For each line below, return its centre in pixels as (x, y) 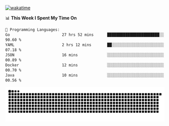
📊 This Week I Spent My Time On (41, 18)
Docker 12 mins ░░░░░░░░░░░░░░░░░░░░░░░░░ (85, 65)
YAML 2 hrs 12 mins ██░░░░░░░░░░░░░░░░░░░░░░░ (85, 45)
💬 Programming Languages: (32, 30)
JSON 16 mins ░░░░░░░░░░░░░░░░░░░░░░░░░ (85, 55)
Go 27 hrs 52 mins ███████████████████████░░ (85, 35)
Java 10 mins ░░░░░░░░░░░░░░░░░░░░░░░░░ (85, 75)
